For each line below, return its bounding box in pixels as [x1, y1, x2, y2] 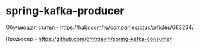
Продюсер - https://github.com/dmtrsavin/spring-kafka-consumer [5, 35, 172, 42]
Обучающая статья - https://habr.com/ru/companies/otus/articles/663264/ [5, 24, 194, 31]
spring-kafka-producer [5, 4, 125, 18]
